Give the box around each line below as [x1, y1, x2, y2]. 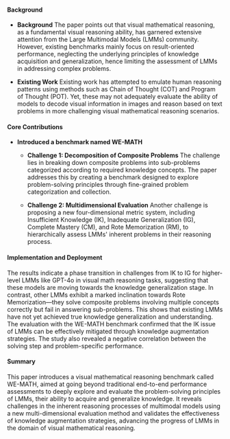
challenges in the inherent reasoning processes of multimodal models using [7, 402, 221, 410]
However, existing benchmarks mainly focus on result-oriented [16, 43, 194, 51]
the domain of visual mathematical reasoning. [7, 423, 136, 432]
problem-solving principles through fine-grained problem [27, 181, 189, 189]
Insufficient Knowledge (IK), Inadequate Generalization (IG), [27, 216, 196, 224]
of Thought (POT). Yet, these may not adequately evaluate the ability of [16, 93, 218, 101]
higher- [201, 269, 223, 277]
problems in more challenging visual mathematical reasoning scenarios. [16, 107, 220, 115]
